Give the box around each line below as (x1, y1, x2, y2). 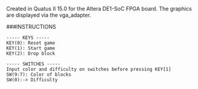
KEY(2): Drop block (6, 51, 56, 57)
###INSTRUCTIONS (6, 23, 56, 30)
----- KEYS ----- (6, 35, 50, 41)
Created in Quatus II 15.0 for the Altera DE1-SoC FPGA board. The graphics (6, 5, 192, 12)
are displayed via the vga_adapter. (6, 11, 92, 19)
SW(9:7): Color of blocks (6, 72, 71, 78)
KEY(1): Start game (6, 45, 56, 51)
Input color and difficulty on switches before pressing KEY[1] (6, 66, 171, 72)
